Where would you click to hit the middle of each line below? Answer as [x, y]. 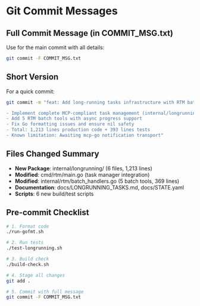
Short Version [32, 77]
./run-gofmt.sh [25, 232]
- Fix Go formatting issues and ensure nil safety [70, 124]
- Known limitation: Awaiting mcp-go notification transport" [85, 136]
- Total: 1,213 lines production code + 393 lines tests [78, 130]
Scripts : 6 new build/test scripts [54, 194]
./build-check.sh [28, 264]
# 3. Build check [28, 259]
